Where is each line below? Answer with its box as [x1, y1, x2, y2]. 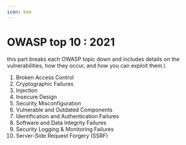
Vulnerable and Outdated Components [15, 106, 113, 113]
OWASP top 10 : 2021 [7, 35, 115, 49]
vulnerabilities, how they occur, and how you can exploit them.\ [7, 62, 166, 69]
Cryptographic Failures [15, 80, 74, 87]
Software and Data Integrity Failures [15, 119, 107, 126]
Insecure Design [15, 93, 57, 101]
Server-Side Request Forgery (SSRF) [15, 132, 109, 139]
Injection [15, 87, 38, 94]
